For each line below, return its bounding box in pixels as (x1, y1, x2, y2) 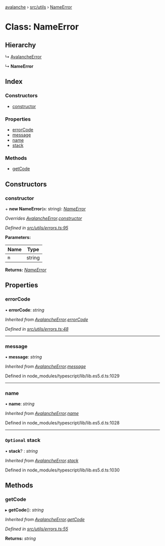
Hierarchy (5, 41, 36, 49)
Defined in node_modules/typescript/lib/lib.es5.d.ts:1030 (5, 467, 120, 473)
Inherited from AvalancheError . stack (5, 457, 79, 463)
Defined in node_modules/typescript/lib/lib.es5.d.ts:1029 (5, 373, 120, 379)
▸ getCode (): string (5, 507, 44, 513)
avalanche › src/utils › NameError (5, 4, 72, 10)
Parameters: (5, 234, 31, 240)
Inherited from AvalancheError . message (5, 363, 86, 369)
